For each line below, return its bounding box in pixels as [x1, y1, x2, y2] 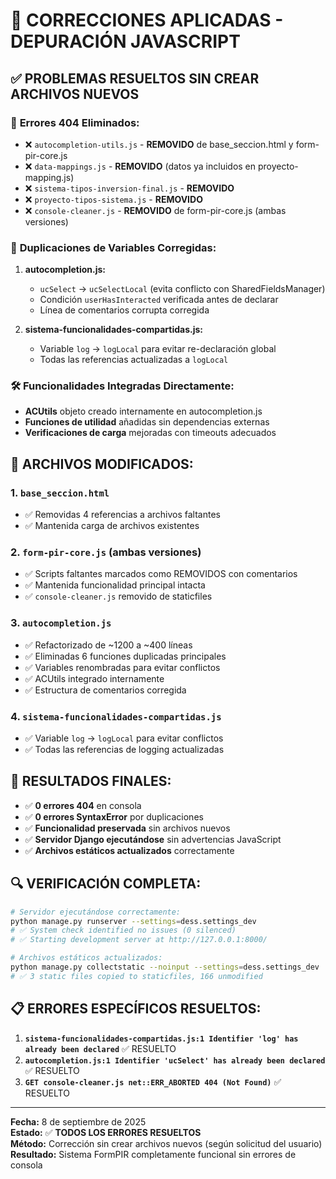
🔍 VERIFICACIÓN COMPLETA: [10, 875, 202, 893]
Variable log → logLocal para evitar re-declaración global [39, 343, 277, 355]
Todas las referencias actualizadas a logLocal [39, 354, 229, 366]
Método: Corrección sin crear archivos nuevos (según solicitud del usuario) [10, 1137, 323, 1149]
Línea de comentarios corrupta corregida [39, 304, 210, 316]
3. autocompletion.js [10, 616, 112, 630]
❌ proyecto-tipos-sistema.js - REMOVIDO [24, 193, 203, 205]
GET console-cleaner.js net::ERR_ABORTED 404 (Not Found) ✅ [24, 1075, 282, 1088]
